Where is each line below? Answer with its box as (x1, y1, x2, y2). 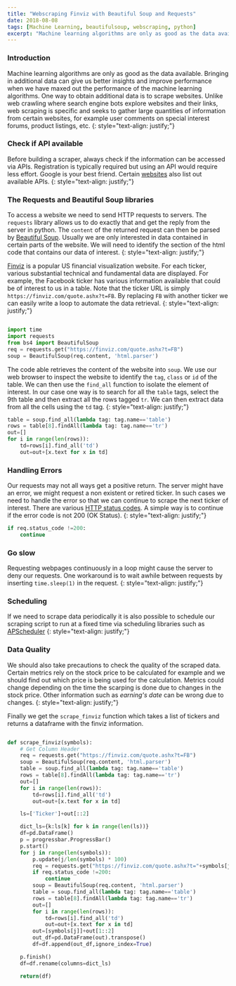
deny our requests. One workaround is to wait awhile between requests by (7, 571, 223, 580)
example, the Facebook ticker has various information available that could (7, 277, 221, 285)
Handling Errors (7, 465, 63, 475)
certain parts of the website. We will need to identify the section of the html (7, 240, 225, 249)
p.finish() (20, 953, 52, 960)
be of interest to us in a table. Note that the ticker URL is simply (7, 284, 190, 292)
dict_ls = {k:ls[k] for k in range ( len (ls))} (20, 823, 150, 830)
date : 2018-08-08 (7, 17, 58, 24)
